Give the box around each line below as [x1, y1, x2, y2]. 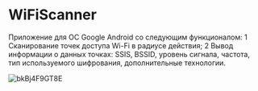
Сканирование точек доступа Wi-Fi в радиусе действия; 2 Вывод [8, 40, 234, 50]
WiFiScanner [8, 6, 97, 24]
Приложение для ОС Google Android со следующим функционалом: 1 [8, 32, 248, 42]
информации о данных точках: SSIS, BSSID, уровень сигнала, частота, [8, 49, 250, 59]
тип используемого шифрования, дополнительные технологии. [8, 58, 226, 68]
